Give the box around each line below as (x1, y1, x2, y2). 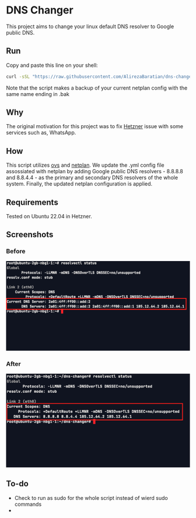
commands (14, 500, 42, 507)
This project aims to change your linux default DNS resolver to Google (6, 23, 174, 30)
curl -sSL (6, 74, 30, 80)
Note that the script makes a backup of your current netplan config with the (6, 84, 188, 91)
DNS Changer (6, 4, 74, 17)
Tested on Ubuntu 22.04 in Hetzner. (6, 213, 92, 220)
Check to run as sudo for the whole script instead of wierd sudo (14, 494, 168, 501)
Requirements (6, 197, 58, 207)
